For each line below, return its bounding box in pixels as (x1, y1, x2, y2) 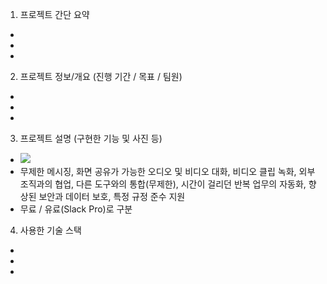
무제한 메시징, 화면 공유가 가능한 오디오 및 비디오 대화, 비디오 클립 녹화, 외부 (19, 166, 316, 177)
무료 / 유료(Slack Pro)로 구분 (19, 203, 133, 215)
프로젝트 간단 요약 (19, 9, 90, 20)
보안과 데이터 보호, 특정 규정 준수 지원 (38, 191, 186, 202)
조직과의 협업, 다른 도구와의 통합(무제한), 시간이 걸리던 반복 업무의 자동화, (19, 178, 307, 190)
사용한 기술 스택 (19, 224, 82, 236)
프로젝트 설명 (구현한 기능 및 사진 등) (19, 133, 163, 144)
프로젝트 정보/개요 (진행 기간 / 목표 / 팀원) (19, 71, 183, 82)
